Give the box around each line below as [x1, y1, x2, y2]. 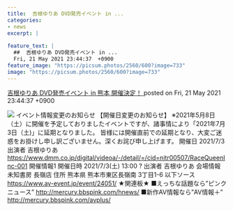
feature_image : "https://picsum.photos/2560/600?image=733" [7, 62, 186, 69]
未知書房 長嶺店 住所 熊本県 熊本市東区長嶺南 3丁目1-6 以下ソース [7, 170, 195, 178]
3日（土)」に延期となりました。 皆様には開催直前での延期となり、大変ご [7, 128, 216, 136]
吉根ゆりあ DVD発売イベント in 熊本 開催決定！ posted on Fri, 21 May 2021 [7, 88, 221, 97]
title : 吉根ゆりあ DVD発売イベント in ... [7, 10, 124, 17]
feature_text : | [7, 42, 54, 49]
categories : [7, 17, 42, 24]
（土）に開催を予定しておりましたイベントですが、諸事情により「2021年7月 [7, 119, 226, 127]
